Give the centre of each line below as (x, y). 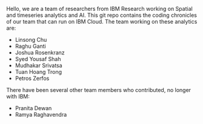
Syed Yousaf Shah (38, 59)
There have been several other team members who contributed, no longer (99, 90)
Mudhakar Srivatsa (38, 65)
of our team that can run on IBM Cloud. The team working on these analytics (102, 21)
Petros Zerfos (32, 78)
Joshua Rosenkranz (40, 53)
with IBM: (18, 96)
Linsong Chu (31, 40)
